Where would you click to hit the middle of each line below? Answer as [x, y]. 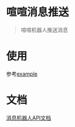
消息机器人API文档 [29, 117]
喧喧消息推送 [38, 12]
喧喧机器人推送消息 [44, 30]
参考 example [22, 74]
